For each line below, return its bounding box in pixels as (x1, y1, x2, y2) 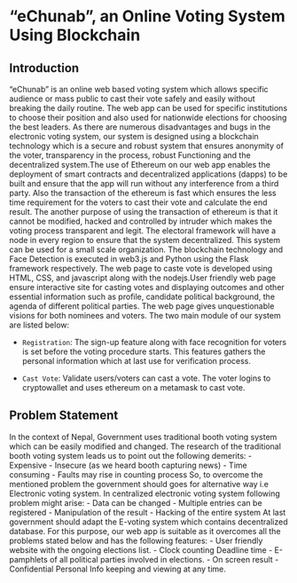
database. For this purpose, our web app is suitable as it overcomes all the (9, 525, 281, 536)
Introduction (9, 60, 80, 75)
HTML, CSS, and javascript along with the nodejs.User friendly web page (9, 272, 277, 283)
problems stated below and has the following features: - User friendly (9, 535, 263, 546)
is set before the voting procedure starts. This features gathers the (21, 346, 266, 357)
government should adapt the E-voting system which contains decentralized (9, 516, 288, 527)
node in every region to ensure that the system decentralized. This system (9, 235, 281, 245)
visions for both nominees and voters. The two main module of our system (9, 311, 281, 320)
